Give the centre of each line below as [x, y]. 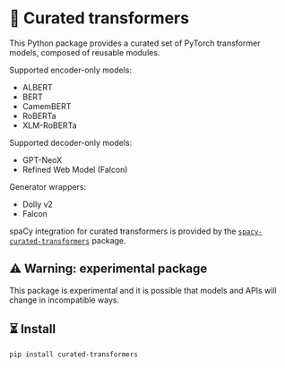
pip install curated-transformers [74, 354]
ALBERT [37, 87]
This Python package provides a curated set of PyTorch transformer [135, 43]
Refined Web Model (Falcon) [75, 169]
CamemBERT [47, 106]
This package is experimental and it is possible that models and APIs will [143, 290]
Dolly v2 [38, 204]
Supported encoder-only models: [71, 70]
